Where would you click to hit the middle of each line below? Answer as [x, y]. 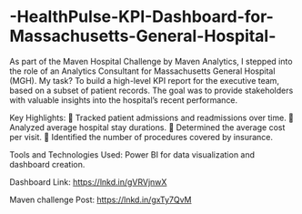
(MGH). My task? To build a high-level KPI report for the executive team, [145, 80]
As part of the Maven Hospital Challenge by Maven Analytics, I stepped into [151, 61]
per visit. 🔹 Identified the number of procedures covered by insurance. [141, 137]
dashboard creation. [47, 164]
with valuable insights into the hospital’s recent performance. [124, 100]
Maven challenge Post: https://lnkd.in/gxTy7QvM [101, 199]
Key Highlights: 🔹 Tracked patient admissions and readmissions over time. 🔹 [151, 117]
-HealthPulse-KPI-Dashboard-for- [142, 17]
